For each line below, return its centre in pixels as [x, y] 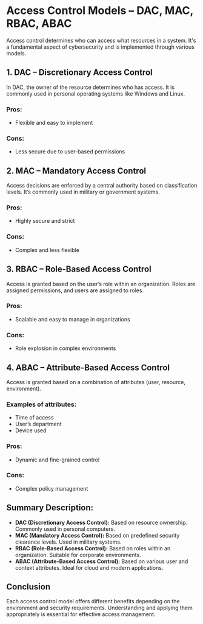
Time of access [34, 418]
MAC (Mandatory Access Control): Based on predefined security [97, 535]
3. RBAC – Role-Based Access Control [79, 269]
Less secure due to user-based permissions [70, 152]
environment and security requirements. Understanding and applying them [99, 608]
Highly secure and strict [45, 221]
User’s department [38, 424]
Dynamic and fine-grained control [57, 460]
